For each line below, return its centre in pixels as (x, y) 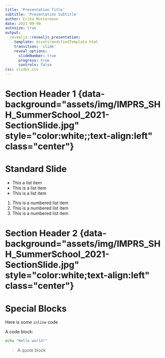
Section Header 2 (41, 233)
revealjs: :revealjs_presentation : (45, 38)
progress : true (34, 60)
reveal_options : (31, 51)
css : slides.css (22, 70)
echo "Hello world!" (26, 341)
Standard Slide (36, 169)
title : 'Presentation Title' (35, 10)
